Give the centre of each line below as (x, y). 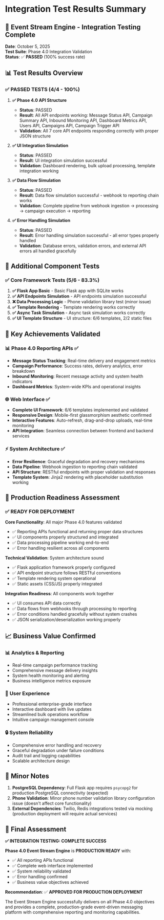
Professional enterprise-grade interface (52, 704)
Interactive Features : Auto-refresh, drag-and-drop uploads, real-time (82, 420)
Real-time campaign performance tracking (55, 665)
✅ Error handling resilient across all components (61, 548)
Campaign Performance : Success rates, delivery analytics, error (77, 366)
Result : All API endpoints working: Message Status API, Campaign (86, 115)
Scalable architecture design (41, 761)
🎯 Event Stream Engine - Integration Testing (73, 27)
